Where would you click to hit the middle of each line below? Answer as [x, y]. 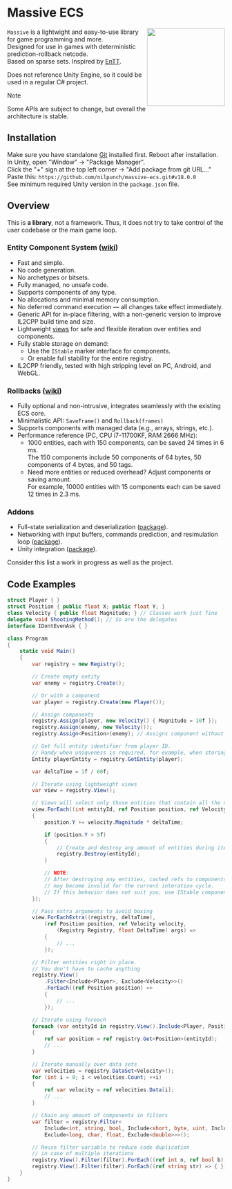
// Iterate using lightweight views [85, 784]
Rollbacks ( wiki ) [35, 391]
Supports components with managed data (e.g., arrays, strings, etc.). [115, 428]
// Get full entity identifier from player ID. [101, 746]
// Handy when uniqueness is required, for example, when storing [129, 753]
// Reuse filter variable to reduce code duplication [111, 1147]
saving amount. [49, 479]
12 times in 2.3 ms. [54, 494]
